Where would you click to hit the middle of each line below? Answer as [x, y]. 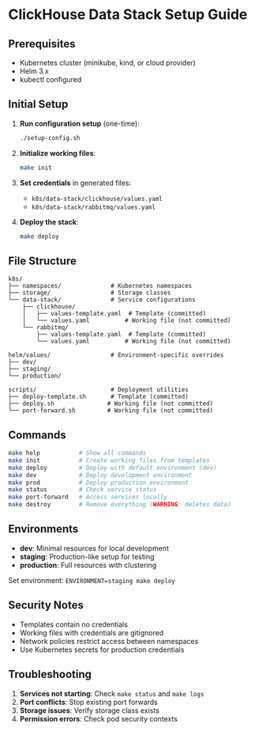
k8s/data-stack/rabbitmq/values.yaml [94, 207]
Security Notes [46, 606]
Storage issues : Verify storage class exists [90, 710]
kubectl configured [51, 80]
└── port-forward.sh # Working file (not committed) [111, 411]
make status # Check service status [82, 490]
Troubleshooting [50, 674]
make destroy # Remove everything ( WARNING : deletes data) [120, 505]
